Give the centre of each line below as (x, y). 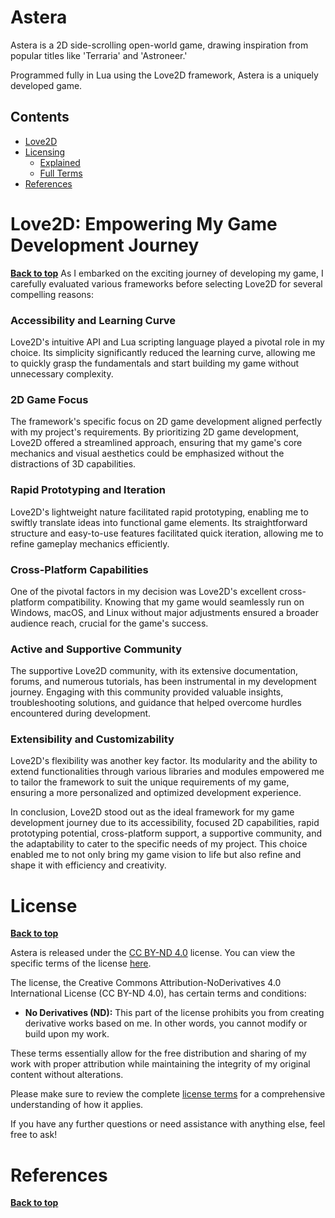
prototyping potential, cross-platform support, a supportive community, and (166, 833)
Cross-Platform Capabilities (79, 569)
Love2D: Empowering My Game (144, 223)
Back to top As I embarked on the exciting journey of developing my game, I (167, 273)
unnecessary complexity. (62, 373)
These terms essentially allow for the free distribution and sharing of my (158, 1053)
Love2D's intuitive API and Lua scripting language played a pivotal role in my (167, 342)
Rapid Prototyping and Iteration (88, 490)
